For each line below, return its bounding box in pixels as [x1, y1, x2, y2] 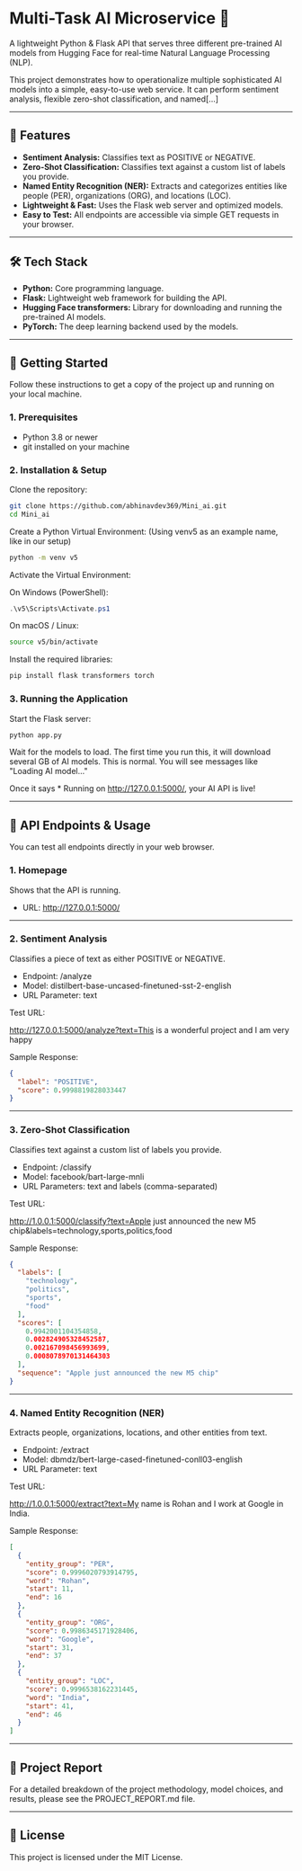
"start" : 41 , [25, 1701, 75, 1711]
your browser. [22, 218, 75, 229]
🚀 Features [9, 128, 71, 143]
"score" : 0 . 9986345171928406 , [25, 1626, 139, 1635]
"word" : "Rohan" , [25, 1576, 91, 1585]
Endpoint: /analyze [22, 970, 93, 981]
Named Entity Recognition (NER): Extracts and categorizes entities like [22, 180, 288, 192]
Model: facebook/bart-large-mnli [22, 1171, 145, 1181]
